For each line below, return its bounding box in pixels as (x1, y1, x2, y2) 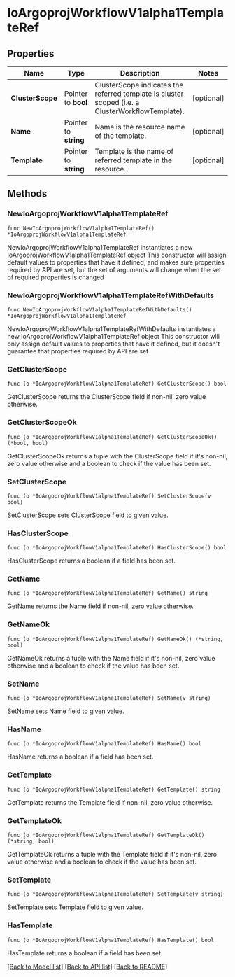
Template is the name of (94, 147, 174, 156)
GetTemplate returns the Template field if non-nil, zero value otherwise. (7, 798, 213, 806)
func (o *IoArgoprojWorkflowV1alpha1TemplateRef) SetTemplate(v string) (7, 891, 224, 898)
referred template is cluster (94, 89, 184, 99)
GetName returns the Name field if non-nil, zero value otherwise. (7, 602, 194, 610)
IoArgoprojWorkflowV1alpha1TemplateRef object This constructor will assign (7, 251, 227, 259)
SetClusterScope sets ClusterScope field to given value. (7, 511, 169, 519)
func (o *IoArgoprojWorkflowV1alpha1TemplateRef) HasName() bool (7, 740, 201, 747)
